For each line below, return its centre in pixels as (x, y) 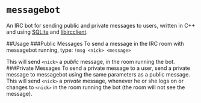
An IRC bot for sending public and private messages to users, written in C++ (101, 25)
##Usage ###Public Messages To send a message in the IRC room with (95, 43)
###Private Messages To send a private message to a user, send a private (98, 68)
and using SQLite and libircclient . (47, 32)
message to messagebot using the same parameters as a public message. (98, 74)
